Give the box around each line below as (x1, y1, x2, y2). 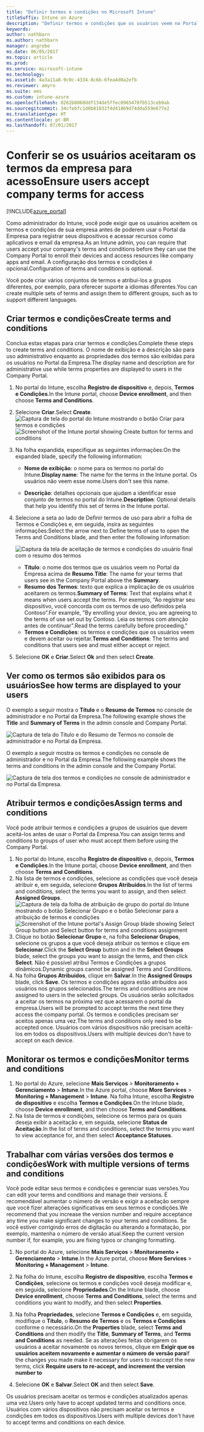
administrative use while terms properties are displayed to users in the (6, 365, 182, 373)
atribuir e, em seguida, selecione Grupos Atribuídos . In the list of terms (15, 881, 193, 888)
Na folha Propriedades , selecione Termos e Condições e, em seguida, (15, 1311, 193, 1318)
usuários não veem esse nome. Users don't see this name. (24, 477, 170, 485)
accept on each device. (15, 1036, 74, 1044)
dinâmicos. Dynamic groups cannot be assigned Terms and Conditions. (15, 965, 192, 973)
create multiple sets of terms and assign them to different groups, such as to (6, 290, 198, 297)
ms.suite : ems (6, 88, 42, 95)
